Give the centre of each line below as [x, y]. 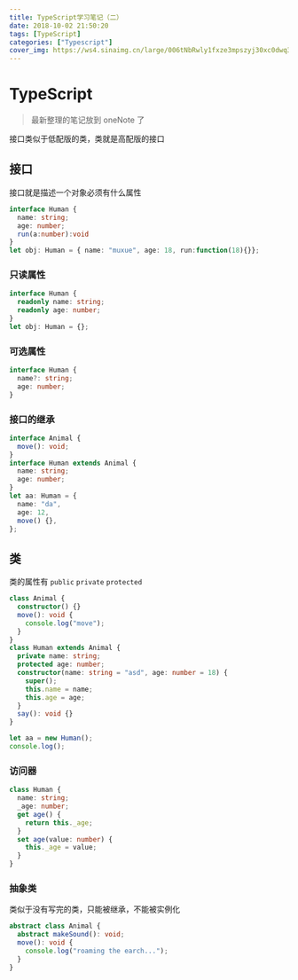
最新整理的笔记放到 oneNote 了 [88, 120]
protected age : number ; [61, 665]
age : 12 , [33, 512]
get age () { [39, 814]
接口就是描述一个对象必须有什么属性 [75, 192]
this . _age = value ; [61, 848]
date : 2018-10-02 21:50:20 [59, 26]
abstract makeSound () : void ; [71, 935]
